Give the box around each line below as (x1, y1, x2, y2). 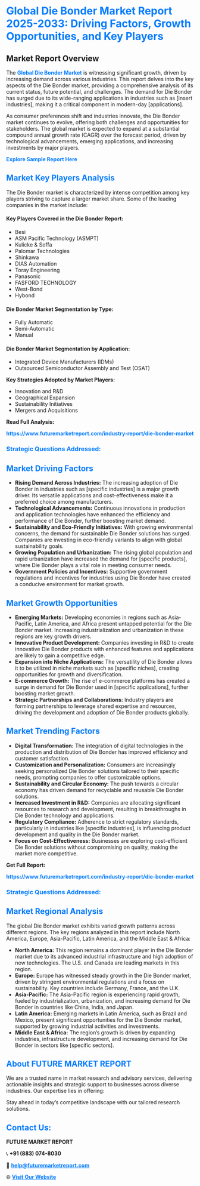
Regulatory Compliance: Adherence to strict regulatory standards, (14, 818, 179, 825)
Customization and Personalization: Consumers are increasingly (14, 761, 176, 768)
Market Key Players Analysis (6, 173, 115, 183)
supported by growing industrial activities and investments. (14, 1022, 160, 1030)
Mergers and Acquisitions (14, 407, 79, 414)
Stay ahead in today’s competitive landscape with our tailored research (6, 1099, 180, 1106)
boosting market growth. (14, 689, 76, 697)
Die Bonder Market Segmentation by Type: (6, 306, 114, 313)
